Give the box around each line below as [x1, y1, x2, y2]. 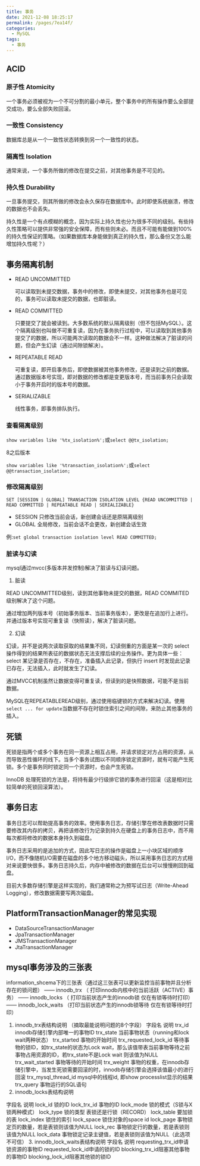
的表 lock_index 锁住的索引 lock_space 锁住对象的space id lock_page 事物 [6, 1116, 188, 1123]
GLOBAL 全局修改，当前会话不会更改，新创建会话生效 [14, 520, 147, 527]
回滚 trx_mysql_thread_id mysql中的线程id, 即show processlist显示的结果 [14, 1074, 193, 1081]
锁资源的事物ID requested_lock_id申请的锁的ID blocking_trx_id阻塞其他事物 [6, 1146, 190, 1153]
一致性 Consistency [6, 121, 64, 130]
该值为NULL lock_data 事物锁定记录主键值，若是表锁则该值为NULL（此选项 [6, 1131, 190, 1138]
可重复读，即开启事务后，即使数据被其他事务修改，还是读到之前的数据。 [14, 366, 192, 373]
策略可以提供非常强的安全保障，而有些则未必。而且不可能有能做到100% [16, 226, 192, 233]
